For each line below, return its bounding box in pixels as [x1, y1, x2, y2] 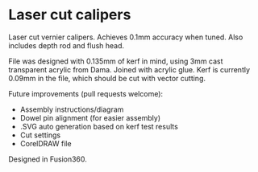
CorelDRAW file [19, 138, 72, 148]
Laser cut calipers [8, 6, 131, 24]
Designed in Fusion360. [8, 154, 87, 164]
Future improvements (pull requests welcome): [8, 88, 164, 98]
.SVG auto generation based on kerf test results [19, 121, 179, 131]
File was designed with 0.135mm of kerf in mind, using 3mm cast [8, 56, 223, 66]
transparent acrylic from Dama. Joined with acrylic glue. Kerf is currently [8, 64, 251, 74]
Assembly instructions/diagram [19, 104, 124, 114]
